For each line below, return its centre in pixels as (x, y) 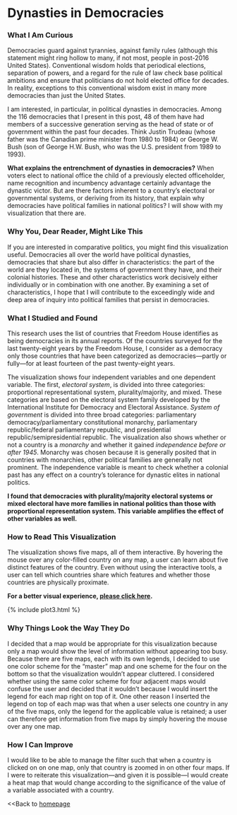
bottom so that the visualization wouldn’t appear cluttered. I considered (111, 674)
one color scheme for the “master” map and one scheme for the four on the (117, 666)
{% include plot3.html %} (44, 610)
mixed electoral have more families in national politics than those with (112, 504)
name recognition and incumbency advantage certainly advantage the (109, 183)
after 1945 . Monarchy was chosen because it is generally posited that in (112, 452)
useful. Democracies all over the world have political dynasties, (99, 254)
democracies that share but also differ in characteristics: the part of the (111, 262)
